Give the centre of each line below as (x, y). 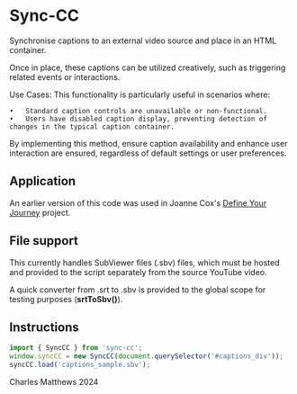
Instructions (44, 327)
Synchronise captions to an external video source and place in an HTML (143, 40)
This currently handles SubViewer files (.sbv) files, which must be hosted (145, 263)
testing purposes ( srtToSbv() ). (66, 299)
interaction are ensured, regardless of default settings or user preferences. (148, 153)
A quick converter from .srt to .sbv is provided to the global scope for (138, 290)
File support (44, 241)
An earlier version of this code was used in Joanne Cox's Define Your (138, 202)
